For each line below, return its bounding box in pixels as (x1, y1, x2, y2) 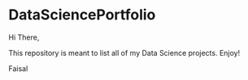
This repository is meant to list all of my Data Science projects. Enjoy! (8, 48, 241, 57)
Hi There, (8, 32, 40, 42)
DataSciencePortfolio (8, 6, 156, 24)
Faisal (8, 63, 28, 74)
